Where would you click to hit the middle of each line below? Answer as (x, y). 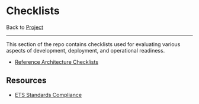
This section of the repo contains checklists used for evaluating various (93, 44)
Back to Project (25, 27)
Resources (26, 81)
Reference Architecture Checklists (57, 62)
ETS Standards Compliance (48, 95)
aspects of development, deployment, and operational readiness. (86, 50)
